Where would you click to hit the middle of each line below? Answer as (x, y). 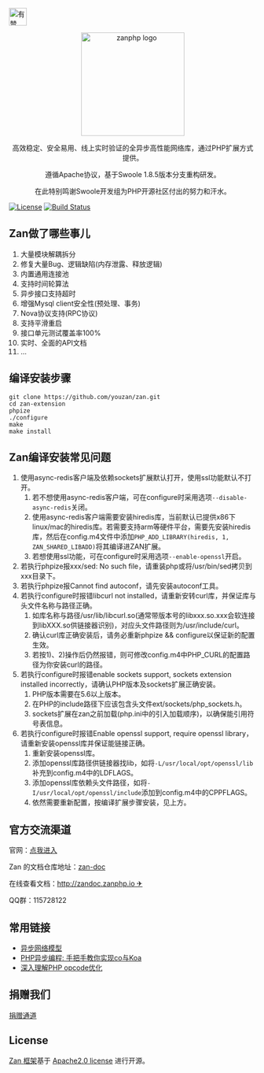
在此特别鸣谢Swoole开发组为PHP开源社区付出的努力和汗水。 (133, 191)
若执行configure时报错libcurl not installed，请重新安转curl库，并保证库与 (138, 596)
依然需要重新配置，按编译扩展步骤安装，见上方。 (111, 802)
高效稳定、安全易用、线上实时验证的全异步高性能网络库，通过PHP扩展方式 (133, 148)
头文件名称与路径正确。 (58, 605)
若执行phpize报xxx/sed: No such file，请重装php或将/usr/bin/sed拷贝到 (136, 566)
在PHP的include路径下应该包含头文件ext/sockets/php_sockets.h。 (139, 704)
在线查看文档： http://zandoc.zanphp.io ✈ (76, 884)
